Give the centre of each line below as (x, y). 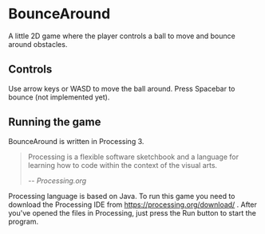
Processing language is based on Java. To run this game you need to (122, 196)
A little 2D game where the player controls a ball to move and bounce (122, 36)
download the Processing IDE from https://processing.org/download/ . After (133, 205)
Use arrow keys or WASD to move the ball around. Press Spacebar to (122, 88)
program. (24, 221)
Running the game (55, 122)
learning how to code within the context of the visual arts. (123, 165)
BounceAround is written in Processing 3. (76, 141)
